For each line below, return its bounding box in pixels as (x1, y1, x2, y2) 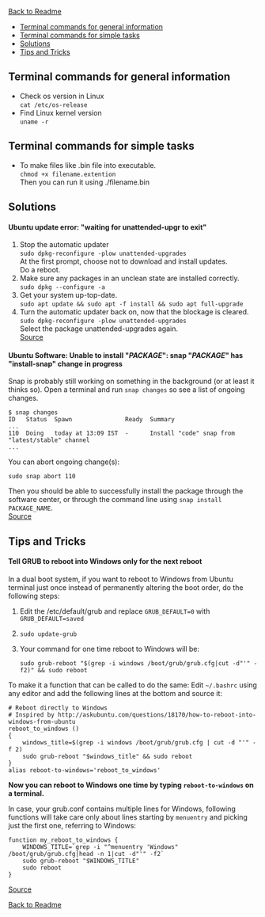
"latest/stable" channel (8, 436, 90, 444)
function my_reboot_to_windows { (8, 836, 119, 844)
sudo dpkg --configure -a (19, 283, 105, 291)
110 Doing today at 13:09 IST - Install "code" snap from (8, 429, 236, 438)
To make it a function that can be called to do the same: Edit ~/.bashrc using (8, 680, 257, 690)
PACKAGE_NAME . (8, 503, 53, 513)
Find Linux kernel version (19, 108, 102, 117)
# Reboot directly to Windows (8, 704, 108, 712)
